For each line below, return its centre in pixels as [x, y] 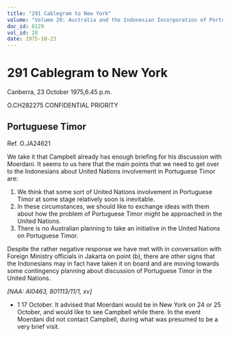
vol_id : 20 [23, 33]
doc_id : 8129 [26, 26]
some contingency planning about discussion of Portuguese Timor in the [110, 270]
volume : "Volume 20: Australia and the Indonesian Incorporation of [107, 20]
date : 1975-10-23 [32, 39]
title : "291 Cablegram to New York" [59, 13]
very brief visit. [38, 326]
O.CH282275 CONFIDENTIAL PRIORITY [63, 105]
